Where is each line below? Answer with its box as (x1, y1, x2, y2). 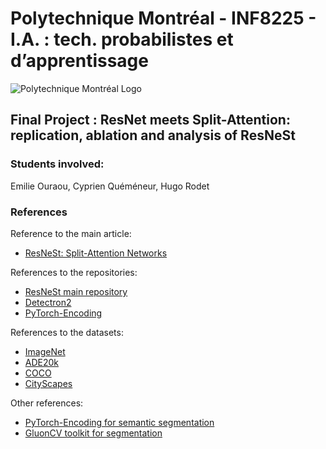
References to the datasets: (10, 326, 124, 338)
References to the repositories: (10, 266, 138, 278)
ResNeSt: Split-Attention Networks (24, 247, 168, 259)
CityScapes (24, 377, 73, 389)
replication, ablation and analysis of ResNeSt (10, 127, 296, 144)
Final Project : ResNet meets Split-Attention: (10, 112, 291, 129)
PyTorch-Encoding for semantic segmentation (24, 416, 215, 428)
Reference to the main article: (10, 227, 132, 239)
